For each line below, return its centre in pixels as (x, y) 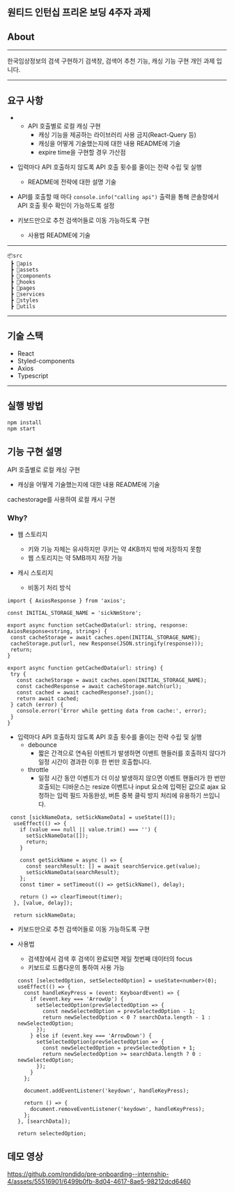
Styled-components (46, 361)
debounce (42, 744)
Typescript (33, 375)
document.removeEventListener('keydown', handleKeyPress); (118, 1109)
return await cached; (48, 698)
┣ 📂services (28, 295)
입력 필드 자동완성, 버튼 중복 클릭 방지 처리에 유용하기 (129, 795)
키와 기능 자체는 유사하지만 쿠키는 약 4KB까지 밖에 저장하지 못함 (115, 549)
